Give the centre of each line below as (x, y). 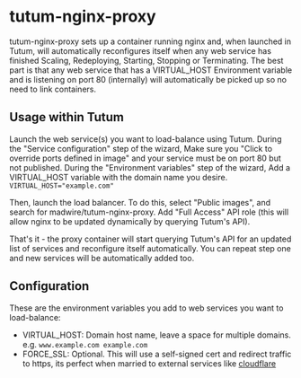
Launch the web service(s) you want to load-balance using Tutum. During (146, 139)
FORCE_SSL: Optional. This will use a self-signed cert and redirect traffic (157, 354)
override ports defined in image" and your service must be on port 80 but (145, 158)
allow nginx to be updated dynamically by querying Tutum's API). (130, 221)
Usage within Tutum (66, 117)
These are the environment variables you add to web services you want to (146, 308)
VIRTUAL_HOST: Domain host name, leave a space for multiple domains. (157, 335)
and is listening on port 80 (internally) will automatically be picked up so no (148, 79)
